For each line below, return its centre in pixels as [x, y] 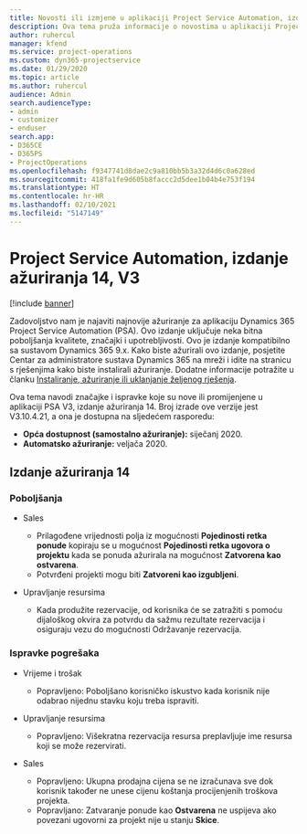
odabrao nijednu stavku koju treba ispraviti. [117, 701]
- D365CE [26, 145]
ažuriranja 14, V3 [75, 277]
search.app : [32, 137]
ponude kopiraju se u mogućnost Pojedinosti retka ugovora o [153, 545]
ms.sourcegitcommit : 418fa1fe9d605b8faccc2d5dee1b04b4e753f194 [132, 179]
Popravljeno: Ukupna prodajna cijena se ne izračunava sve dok [155, 781]
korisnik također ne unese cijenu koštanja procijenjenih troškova [157, 790]
